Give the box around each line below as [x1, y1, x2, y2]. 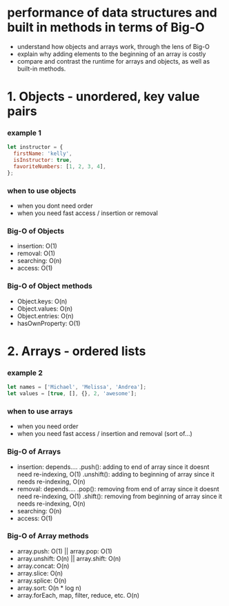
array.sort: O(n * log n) [17, 583, 81, 592]
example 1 [7, 128, 41, 138]
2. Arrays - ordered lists [7, 343, 146, 359]
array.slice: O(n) [17, 569, 63, 577]
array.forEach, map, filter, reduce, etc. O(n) [17, 591, 140, 599]
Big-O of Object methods [7, 282, 93, 291]
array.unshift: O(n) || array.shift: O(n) [17, 554, 121, 562]
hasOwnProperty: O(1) [17, 319, 81, 327]
